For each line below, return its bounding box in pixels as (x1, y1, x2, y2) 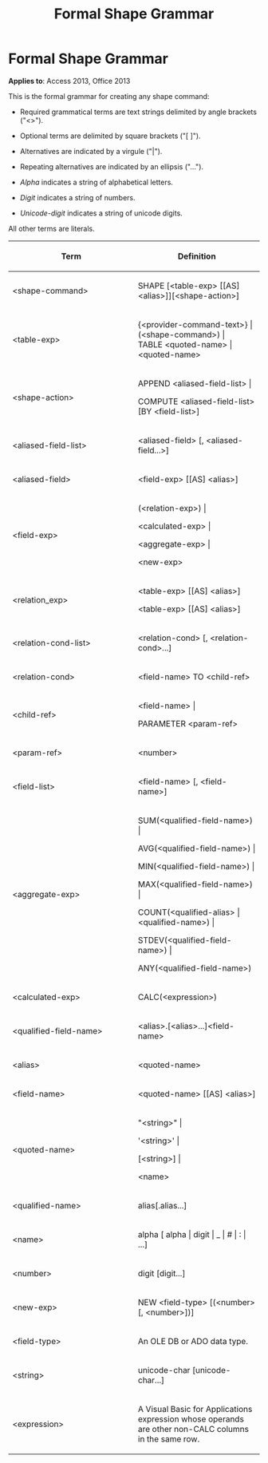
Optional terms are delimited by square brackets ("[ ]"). (19, 131, 201, 140)
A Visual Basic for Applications (138, 1403, 253, 1414)
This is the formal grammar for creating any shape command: (8, 91, 210, 101)
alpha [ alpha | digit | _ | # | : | (138, 1228, 246, 1240)
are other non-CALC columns (138, 1423, 250, 1434)
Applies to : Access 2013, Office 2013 (8, 76, 131, 85)
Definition (177, 251, 217, 262)
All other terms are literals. (8, 223, 96, 233)
